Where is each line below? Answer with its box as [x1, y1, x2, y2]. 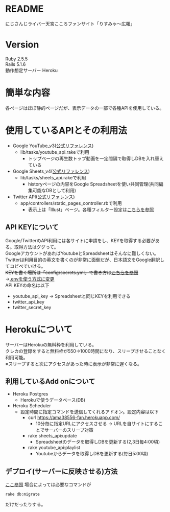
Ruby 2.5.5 [5, 56, 28, 62]
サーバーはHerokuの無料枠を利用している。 [5, 341, 97, 347]
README [5, 3, 44, 15]
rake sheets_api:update [28, 433, 77, 439]
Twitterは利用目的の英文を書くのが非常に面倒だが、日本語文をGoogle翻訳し [5, 257, 165, 263]
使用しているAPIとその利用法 [5, 125, 128, 136]
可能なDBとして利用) [32, 187, 77, 193]
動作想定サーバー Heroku [5, 67, 58, 73]
